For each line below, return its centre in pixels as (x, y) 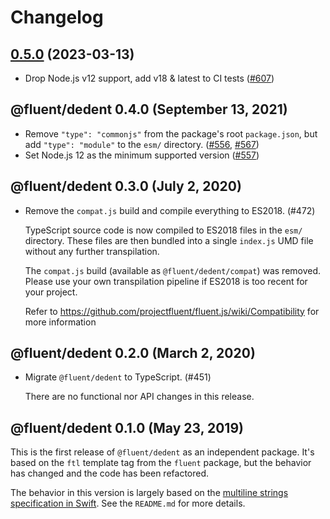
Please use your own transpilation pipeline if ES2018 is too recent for (166, 281)
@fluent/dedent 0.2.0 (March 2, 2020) (133, 353)
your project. (51, 292)
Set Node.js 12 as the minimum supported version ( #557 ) (142, 155)
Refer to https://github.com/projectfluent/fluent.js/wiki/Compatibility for (172, 311)
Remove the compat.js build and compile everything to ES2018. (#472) (170, 210)
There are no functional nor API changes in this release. (139, 397)
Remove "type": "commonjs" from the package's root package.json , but (171, 133)
